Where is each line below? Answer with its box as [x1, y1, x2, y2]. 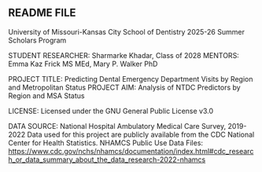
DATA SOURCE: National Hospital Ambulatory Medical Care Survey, [8, 121, 227, 130]
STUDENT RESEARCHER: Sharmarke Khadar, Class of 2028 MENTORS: [8, 50, 240, 60]
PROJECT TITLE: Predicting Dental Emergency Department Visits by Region [8, 74, 253, 83]
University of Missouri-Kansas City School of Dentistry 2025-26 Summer [8, 27, 245, 36]
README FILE [8, 6, 76, 20]
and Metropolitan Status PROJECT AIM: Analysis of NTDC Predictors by [8, 82, 242, 92]
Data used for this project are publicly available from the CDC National [27, 130, 255, 139]
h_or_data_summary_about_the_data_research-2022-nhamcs [8, 155, 206, 164]
